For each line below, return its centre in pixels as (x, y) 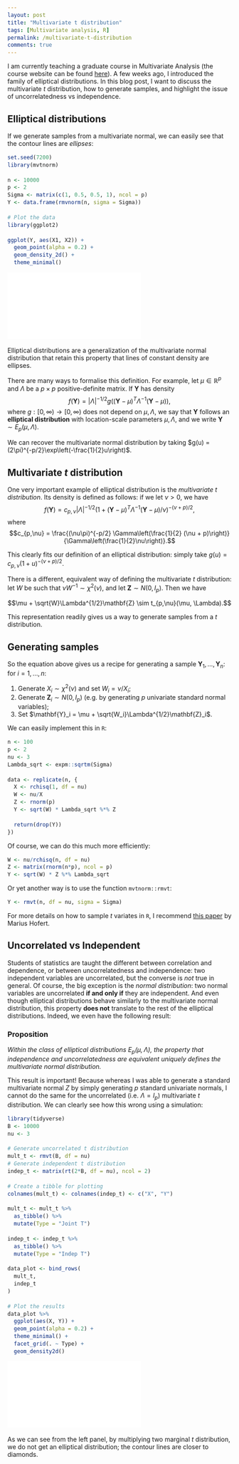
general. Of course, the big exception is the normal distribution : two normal (118, 985)
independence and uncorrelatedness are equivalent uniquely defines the (114, 1059)
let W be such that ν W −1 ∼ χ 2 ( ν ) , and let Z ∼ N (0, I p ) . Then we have (107, 588)
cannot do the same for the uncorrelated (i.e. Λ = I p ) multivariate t (104, 1096)
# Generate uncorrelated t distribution (68, 1149)
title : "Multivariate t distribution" (65, 22)
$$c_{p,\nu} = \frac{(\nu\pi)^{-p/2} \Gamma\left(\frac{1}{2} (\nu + (105, 533)
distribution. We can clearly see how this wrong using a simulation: (105, 1105)
